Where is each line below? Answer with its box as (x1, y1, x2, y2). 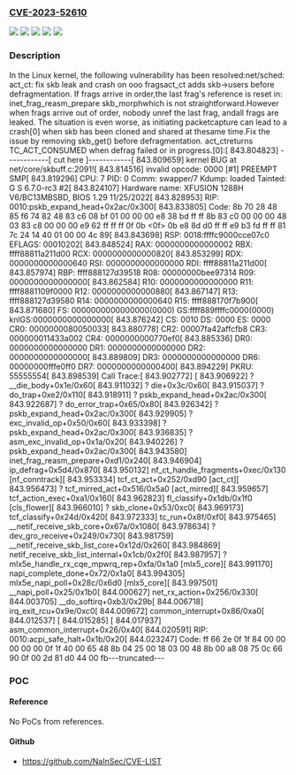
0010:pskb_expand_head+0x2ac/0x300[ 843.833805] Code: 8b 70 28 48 (9, 201, 277, 211)
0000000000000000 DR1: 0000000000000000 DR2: (9, 342, 206, 353)
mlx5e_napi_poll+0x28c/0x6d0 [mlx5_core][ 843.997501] (9, 577, 218, 587)
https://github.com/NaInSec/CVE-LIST (21, 756, 162, 766)
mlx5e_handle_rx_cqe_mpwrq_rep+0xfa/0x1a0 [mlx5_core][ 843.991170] (9, 558, 274, 569)
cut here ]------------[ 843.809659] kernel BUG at (52, 154, 237, 165)
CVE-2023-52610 (9, 6, 87, 19)
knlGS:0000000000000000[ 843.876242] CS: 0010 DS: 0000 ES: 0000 (9, 314, 271, 325)
